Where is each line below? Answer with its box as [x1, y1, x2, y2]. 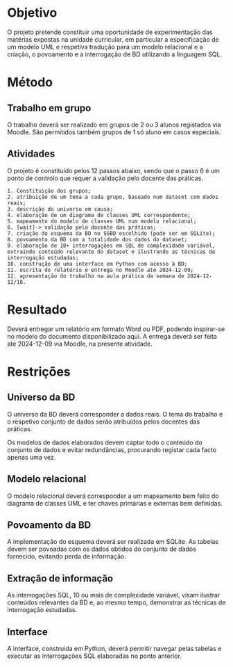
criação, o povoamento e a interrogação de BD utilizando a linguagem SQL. [7, 50, 223, 58]
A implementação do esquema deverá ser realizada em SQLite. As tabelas [7, 538, 219, 546]
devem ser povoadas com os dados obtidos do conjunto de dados [7, 545, 196, 554]
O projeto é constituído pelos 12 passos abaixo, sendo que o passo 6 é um [7, 166, 220, 175]
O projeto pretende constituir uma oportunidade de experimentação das [7, 28, 213, 36]
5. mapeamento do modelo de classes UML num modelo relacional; [7, 218, 197, 225]
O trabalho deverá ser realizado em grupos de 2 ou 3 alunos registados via [7, 120, 221, 129]
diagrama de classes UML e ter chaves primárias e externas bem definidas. [7, 499, 223, 507]
